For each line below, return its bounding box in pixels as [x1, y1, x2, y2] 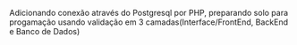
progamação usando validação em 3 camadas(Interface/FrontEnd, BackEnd [9, 17, 289, 27]
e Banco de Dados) [9, 26, 81, 36]
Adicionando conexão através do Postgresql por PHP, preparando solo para [9, 8, 289, 18]
